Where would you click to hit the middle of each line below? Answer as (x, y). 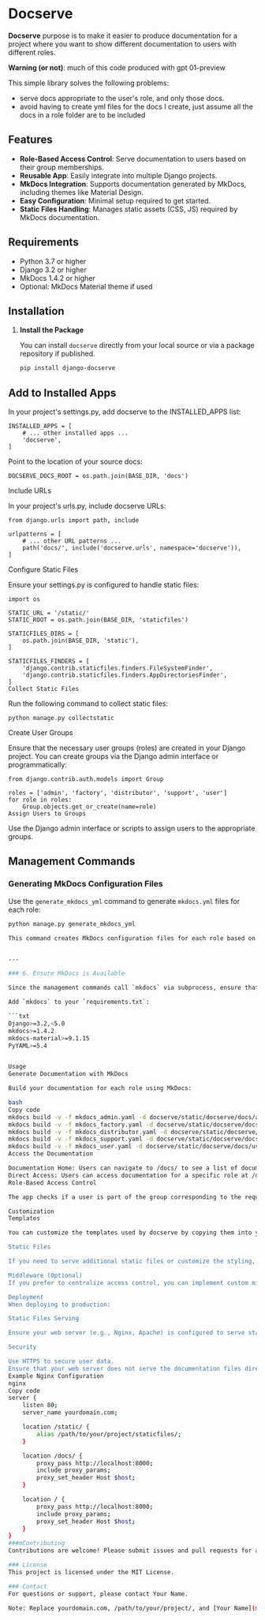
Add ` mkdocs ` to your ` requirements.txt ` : (79, 1002)
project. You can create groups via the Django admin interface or (114, 756)
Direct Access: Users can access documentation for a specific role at (128, 1175)
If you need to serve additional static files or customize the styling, (132, 1261)
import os (24, 599)
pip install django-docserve (67, 368)
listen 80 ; (40, 1405)
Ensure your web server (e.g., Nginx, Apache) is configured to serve (127, 1333)
